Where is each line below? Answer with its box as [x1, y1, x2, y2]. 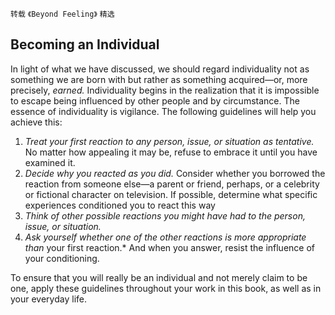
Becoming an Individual [10, 36, 160, 53]
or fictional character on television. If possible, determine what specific [24, 188, 318, 200]
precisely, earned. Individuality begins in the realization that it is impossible [10, 84, 320, 96]
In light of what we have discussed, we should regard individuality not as [10, 63, 310, 75]
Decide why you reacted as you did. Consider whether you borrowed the [24, 167, 326, 179]
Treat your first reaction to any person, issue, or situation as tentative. [24, 135, 315, 147]
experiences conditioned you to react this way [24, 199, 216, 211]
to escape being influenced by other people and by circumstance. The [10, 94, 300, 107]
